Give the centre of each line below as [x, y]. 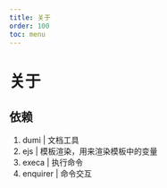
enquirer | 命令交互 [57, 174]
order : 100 [29, 26]
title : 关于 [30, 17]
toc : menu [28, 34]
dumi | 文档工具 [50, 141]
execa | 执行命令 [52, 163]
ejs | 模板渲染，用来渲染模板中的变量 [90, 151]
